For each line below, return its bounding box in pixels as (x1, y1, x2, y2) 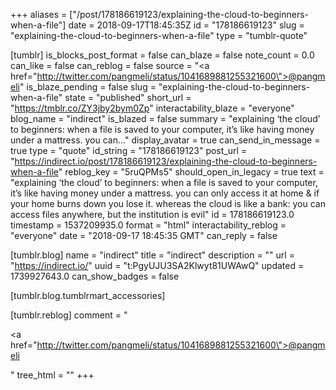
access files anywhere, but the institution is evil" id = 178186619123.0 (10, 209, 295, 220)
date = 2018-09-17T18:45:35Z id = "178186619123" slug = (68, 19, 305, 31)
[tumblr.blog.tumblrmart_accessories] (10, 290, 166, 301)
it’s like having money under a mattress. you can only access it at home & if (10, 187, 320, 199)
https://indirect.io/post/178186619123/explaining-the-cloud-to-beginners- (14, 155, 318, 167)
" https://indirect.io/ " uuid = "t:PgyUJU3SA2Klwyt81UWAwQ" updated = (10, 260, 305, 271)
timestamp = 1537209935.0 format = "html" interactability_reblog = (10, 219, 287, 231)
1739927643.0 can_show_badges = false (10, 270, 180, 282)
